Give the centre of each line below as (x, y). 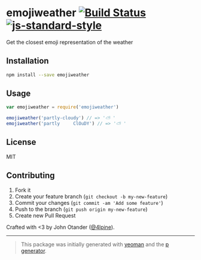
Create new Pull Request (45, 215)
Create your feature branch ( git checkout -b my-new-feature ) (91, 196)
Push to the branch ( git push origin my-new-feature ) (81, 209)
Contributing (31, 176)
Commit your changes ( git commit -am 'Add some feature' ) (89, 202)
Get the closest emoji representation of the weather (70, 42)
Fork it (23, 190)
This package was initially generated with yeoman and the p (95, 244)
